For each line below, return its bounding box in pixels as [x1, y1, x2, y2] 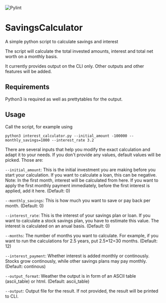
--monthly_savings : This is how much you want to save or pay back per [5, 197, 151, 203]
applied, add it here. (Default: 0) [5, 188, 70, 194]
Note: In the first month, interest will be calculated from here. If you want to [5, 177, 159, 183]
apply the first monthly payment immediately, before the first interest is [5, 182, 150, 189]
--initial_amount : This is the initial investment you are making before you [5, 167, 156, 173]
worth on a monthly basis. [5, 53, 58, 59]
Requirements [5, 83, 50, 92]
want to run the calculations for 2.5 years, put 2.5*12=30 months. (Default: [5, 238, 158, 244]
